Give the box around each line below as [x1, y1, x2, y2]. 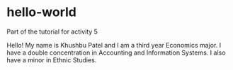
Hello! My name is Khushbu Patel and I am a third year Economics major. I [6, 41, 222, 49]
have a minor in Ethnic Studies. [6, 55, 97, 64]
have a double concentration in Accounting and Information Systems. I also [6, 48, 226, 57]
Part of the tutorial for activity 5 [6, 27, 98, 36]
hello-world [6, 4, 77, 20]
